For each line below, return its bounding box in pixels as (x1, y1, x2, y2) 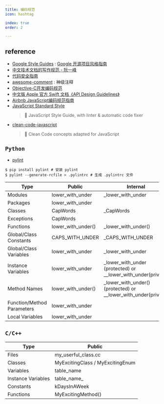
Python (5, 145, 25, 153)
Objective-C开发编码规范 (12, 85, 62, 91)
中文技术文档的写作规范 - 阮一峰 (12, 67, 77, 73)
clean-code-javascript (12, 122, 57, 128)
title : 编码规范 (5, 7, 35, 12)
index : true (5, 20, 29, 25)
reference (5, 47, 36, 56)
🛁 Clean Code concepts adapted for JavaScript (24, 131, 120, 137)
